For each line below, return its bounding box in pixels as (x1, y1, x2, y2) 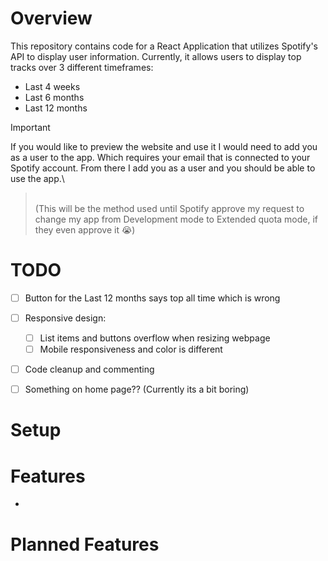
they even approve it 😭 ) (34, 223, 136, 236)
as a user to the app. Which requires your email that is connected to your (10, 151, 311, 163)
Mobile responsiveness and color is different (39, 343, 223, 356)
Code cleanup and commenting (24, 363, 155, 376)
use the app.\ (10, 172, 65, 184)
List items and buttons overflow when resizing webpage (39, 332, 271, 344)
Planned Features (10, 533, 160, 556)
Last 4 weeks (24, 80, 81, 92)
